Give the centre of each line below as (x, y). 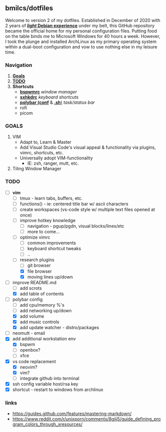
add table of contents (42, 294)
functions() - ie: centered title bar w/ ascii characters (74, 204)
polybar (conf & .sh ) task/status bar (57, 102)
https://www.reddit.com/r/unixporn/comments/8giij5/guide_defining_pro (86, 419)
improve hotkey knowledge (48, 220)
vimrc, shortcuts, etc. (42, 153)
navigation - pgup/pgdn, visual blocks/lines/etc (76, 226)
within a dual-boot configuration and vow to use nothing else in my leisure (81, 46)
